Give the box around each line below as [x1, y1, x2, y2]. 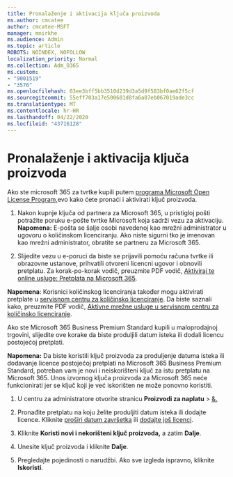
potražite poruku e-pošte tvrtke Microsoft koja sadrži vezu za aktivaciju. [17, 217, 224, 225]
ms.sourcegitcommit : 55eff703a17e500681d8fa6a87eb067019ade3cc [7, 95, 195, 102]
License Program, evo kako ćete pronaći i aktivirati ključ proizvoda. [7, 196, 198, 204]
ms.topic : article [7, 42, 61, 49]
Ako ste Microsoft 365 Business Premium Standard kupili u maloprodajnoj [7, 323, 218, 331]
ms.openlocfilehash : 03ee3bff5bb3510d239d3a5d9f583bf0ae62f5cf [7, 88, 195, 95]
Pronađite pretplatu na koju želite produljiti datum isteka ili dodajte [17, 408, 207, 416]
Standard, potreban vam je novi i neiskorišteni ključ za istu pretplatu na [7, 366, 210, 375]
